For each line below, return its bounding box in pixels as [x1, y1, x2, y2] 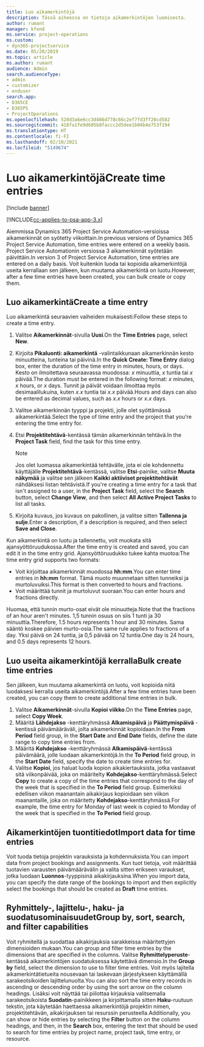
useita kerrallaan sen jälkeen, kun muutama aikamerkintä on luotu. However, [6, 266, 196, 274]
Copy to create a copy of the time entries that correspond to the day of [15, 777, 194, 785]
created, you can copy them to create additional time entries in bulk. [6, 695, 178, 702]
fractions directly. [15, 594, 60, 601]
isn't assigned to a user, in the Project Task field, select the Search [15, 488, 184, 495]
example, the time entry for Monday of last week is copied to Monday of [15, 803, 197, 810]
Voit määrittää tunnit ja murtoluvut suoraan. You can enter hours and [15, 587, 186, 595]
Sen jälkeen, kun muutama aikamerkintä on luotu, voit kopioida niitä [6, 681, 175, 688]
